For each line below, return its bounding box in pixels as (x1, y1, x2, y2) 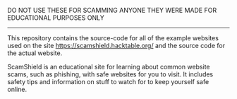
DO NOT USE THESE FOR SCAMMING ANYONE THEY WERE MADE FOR (7, 6, 217, 14)
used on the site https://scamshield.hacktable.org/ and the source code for (7, 42, 226, 49)
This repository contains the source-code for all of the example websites (7, 34, 219, 42)
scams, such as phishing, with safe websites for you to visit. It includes (7, 70, 214, 78)
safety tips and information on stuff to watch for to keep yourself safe (7, 78, 209, 86)
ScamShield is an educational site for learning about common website (7, 63, 210, 71)
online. (7, 85, 27, 93)
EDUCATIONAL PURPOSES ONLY (7, 13, 104, 22)
